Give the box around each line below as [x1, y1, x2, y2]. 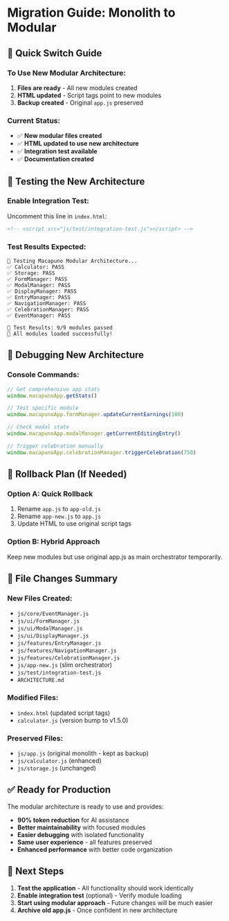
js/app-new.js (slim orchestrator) [17, 661, 113, 669]
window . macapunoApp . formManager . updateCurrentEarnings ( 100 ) [7, 411, 185, 418]
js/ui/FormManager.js [17, 618, 80, 625]
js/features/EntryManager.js [17, 640, 102, 647]
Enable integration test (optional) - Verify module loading [17, 891, 182, 900]
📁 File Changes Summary [7, 573, 118, 585]
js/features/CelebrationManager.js [17, 655, 120, 662]
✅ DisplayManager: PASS [7, 288, 77, 295]
